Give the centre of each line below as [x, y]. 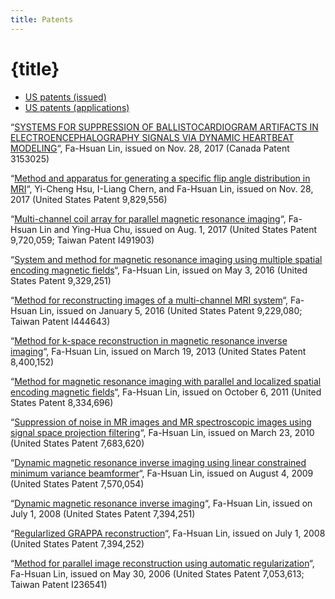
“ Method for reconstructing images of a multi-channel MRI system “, [149, 300]
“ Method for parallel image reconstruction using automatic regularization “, [162, 563]
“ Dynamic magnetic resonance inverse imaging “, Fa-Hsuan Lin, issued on [161, 503]
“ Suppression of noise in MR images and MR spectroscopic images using [161, 422]
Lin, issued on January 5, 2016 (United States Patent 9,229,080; [171, 310]
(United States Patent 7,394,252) [77, 543]
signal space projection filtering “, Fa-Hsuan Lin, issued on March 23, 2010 [162, 432]
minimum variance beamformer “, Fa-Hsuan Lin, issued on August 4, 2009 [162, 473]
